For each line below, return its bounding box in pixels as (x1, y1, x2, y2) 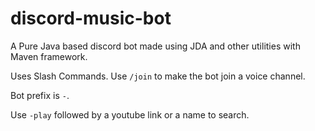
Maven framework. (10, 50, 88, 62)
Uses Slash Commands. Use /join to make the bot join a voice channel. (10, 70, 306, 82)
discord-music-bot (10, 7, 172, 30)
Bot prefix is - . (10, 89, 70, 101)
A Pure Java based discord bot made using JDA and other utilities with (10, 40, 301, 52)
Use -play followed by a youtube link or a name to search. (10, 108, 250, 121)
